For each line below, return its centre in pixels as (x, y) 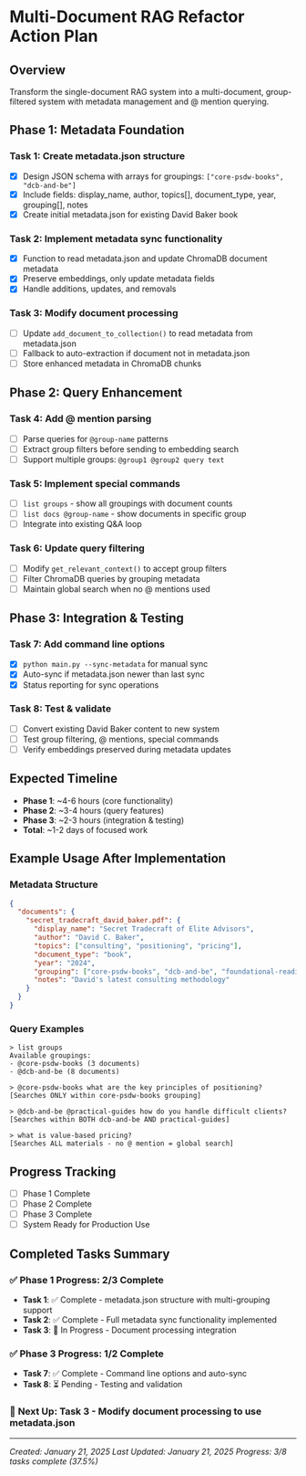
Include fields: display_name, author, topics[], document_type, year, (149, 195)
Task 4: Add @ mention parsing (81, 419)
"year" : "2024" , (64, 963)
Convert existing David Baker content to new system (121, 729)
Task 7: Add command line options (87, 644)
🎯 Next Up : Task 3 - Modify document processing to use (136, 1411)
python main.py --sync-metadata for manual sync (115, 664)
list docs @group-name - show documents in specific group (134, 514)
